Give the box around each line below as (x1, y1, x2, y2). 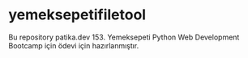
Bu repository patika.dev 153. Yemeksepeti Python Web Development (8, 32, 240, 42)
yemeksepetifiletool (8, 6, 147, 24)
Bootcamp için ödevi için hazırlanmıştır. (8, 40, 139, 50)
